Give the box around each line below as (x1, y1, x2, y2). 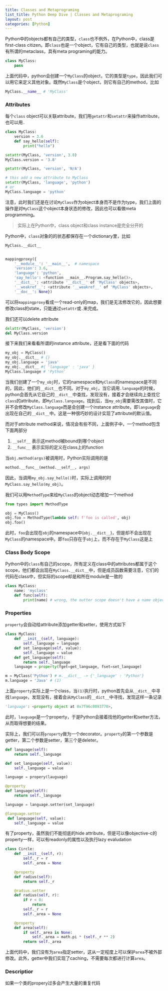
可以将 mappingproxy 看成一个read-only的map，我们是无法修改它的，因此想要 (5, 299, 162, 305)
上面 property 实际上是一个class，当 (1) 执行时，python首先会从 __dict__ (5, 688, 151, 694)
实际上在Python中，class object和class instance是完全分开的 (17, 222, 143, 228)
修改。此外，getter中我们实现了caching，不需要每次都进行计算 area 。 (5, 955, 148, 961)
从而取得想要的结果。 (5, 720, 49, 726)
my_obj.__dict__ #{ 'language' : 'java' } (5, 365, 95, 370)
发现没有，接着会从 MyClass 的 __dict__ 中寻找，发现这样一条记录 (31, 694, 162, 700)
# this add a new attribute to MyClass (5, 175, 88, 181)
